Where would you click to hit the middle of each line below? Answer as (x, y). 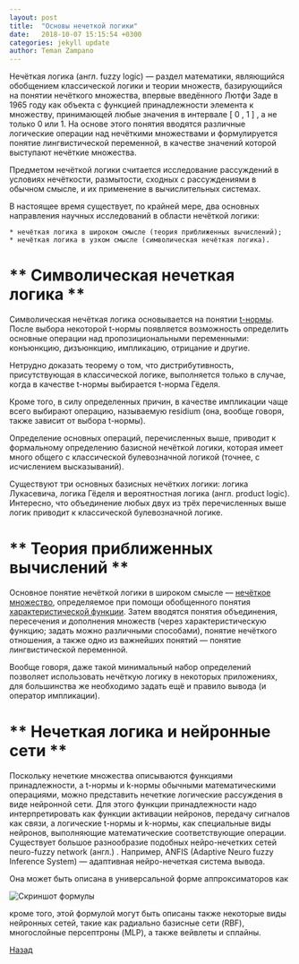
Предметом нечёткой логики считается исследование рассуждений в (144, 170)
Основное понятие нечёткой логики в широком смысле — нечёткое (140, 593)
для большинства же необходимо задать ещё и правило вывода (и (138, 686)
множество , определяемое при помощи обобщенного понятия (130, 602)
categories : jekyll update (60, 43)
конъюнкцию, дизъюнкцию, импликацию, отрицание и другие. (130, 348)
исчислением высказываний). (67, 467)
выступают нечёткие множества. (73, 152)
